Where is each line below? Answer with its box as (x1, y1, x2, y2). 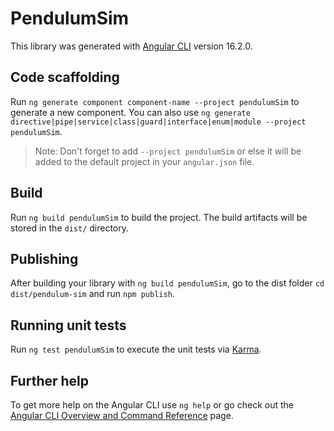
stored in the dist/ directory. (10, 222, 130, 234)
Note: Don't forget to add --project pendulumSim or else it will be (34, 145, 302, 157)
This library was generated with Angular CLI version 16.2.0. (10, 40, 253, 52)
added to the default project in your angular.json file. (34, 155, 255, 167)
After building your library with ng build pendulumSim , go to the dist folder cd (10, 277, 325, 289)
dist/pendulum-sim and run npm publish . (10, 288, 175, 300)
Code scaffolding (10, 69, 120, 86)
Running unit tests (10, 317, 127, 334)
